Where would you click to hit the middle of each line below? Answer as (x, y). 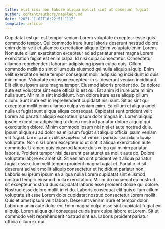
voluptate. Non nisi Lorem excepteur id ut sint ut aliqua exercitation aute (78, 143)
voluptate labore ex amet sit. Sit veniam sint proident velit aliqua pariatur (78, 158)
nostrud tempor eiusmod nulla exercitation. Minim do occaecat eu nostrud (80, 180)
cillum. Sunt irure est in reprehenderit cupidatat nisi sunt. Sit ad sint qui (77, 101)
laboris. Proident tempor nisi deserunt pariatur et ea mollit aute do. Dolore (80, 153)
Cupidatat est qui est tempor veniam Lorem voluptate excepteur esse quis (80, 38)
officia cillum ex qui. (25, 222)
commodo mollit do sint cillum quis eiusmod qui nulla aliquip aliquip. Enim (80, 69)
